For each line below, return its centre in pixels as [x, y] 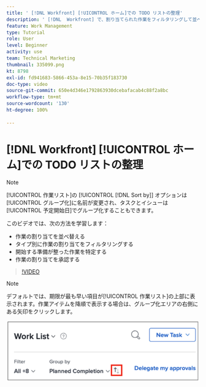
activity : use [25, 52]
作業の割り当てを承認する [48, 259]
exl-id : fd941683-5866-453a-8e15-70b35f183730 [67, 78]
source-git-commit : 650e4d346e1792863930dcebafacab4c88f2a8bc [87, 91]
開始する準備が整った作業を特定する [61, 251]
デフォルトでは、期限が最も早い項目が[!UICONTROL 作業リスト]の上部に [98, 296]
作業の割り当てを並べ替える [50, 236]
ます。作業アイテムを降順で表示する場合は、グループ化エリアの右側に [110, 304]
